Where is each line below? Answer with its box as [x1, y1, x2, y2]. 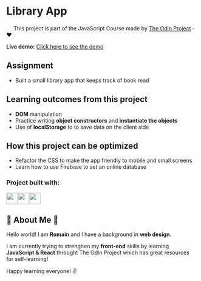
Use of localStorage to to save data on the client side [15, 123, 149, 130]
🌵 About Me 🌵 [6, 215, 59, 225]
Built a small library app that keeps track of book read [15, 76, 149, 84]
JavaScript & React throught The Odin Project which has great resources [6, 249, 189, 256]
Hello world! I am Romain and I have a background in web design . [6, 231, 172, 238]
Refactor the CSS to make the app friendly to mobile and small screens [15, 157, 192, 164]
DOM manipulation [15, 110, 63, 118]
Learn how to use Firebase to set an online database [15, 163, 147, 171]
